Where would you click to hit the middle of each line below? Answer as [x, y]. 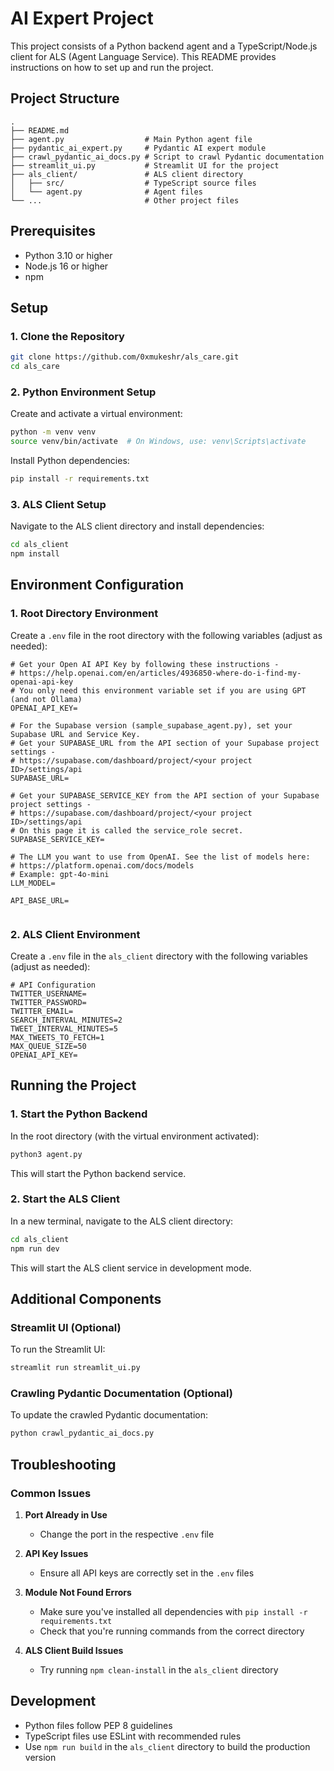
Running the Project [73, 1085]
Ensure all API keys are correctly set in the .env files [147, 1573]
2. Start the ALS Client [65, 1199]
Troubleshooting [63, 1464]
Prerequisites [53, 231]
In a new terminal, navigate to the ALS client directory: [122, 1221]
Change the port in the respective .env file [127, 1534]
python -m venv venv [53, 432]
